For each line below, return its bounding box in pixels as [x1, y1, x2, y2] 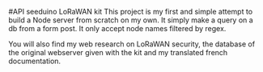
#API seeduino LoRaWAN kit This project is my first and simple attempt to [8, 7, 253, 16]
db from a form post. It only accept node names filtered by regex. [8, 24, 227, 33]
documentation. [8, 56, 62, 66]
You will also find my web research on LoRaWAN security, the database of [8, 39, 256, 49]
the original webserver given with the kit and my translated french [8, 48, 228, 57]
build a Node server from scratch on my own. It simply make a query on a [8, 15, 253, 25]
